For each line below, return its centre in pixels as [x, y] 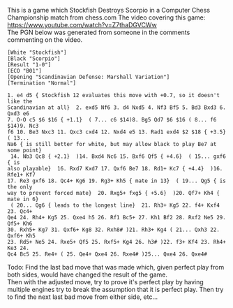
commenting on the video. [45, 40]
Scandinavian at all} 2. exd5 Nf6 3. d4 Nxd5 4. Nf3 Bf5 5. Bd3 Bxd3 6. [117, 108]
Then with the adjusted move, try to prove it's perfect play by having [105, 282]
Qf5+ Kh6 [20, 223]
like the [20, 101]
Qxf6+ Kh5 [22, 236]
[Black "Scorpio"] [34, 59]
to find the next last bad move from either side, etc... [83, 297]
